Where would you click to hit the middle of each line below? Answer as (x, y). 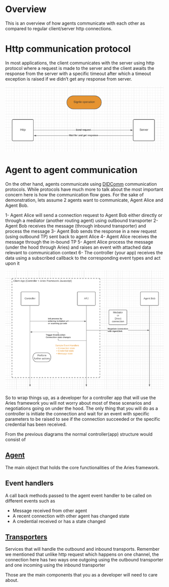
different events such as (30, 501)
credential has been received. (36, 424)
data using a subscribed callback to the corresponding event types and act (83, 258)
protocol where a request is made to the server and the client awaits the (80, 68)
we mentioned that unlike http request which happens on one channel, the (82, 554)
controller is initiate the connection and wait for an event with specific (77, 413)
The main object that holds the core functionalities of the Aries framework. (82, 467)
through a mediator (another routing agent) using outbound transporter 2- (82, 221)
